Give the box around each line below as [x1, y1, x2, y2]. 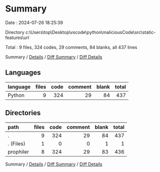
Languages [5, 68, 41, 77]
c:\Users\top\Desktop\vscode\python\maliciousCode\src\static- [25, 29, 156, 35]
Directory [5, 29, 25, 35]
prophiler [8, 148, 29, 155]
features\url [5, 34, 29, 40]
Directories [5, 108, 41, 117]
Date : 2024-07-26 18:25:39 [5, 19, 63, 25]
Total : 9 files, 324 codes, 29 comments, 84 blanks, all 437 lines [5, 44, 137, 50]
